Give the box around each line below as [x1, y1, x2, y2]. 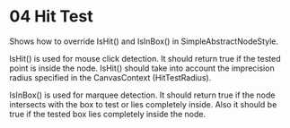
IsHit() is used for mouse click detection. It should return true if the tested [9, 53, 281, 64]
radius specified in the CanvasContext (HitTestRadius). [9, 72, 212, 82]
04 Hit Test [9, 6, 93, 27]
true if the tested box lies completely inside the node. [9, 108, 207, 119]
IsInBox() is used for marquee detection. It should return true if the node [9, 90, 276, 100]
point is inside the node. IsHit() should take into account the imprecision [9, 63, 276, 73]
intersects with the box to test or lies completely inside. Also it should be [9, 98, 277, 109]
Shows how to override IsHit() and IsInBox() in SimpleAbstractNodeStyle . [9, 36, 278, 47]
